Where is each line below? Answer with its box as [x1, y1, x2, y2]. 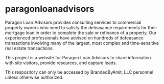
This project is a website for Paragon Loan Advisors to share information [5, 54, 151, 60]
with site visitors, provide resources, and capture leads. [5, 60, 117, 66]
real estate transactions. [5, 45, 54, 51]
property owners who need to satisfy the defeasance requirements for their [5, 24, 158, 30]
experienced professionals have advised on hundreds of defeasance [5, 35, 143, 41]
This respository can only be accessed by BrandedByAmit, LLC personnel [5, 69, 154, 75]
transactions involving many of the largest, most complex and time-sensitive [5, 40, 159, 46]
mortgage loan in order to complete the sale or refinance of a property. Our [5, 30, 157, 35]
